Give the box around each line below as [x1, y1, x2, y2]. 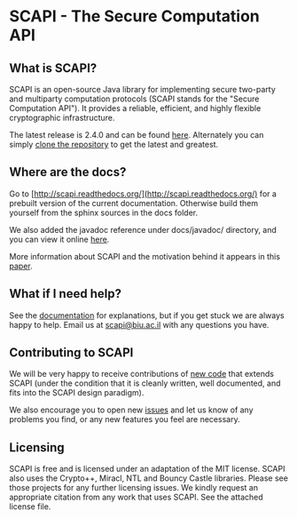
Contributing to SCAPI [9, 345, 134, 361]
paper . [9, 260, 33, 271]
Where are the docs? [9, 164, 127, 180]
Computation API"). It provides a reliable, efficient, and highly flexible [9, 103, 262, 113]
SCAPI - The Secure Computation [9, 6, 260, 27]
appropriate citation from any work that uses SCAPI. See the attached [9, 491, 263, 503]
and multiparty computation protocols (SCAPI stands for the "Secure [9, 93, 260, 104]
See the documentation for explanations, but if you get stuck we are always [9, 309, 285, 321]
